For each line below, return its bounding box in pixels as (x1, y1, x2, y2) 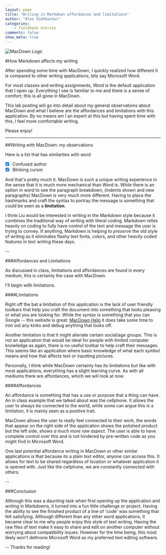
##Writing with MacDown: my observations (5, 142, 93, 148)
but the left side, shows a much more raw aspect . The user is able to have (5, 428, 156, 434)
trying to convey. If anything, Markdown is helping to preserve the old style (5, 228, 158, 234)
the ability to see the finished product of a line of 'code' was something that (5, 509, 159, 514)
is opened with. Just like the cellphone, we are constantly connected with (5, 464, 155, 470)
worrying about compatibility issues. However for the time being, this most (5, 529, 157, 535)
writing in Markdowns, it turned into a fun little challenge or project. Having (5, 503, 158, 509)
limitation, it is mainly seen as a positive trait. (5, 408, 96, 414)
